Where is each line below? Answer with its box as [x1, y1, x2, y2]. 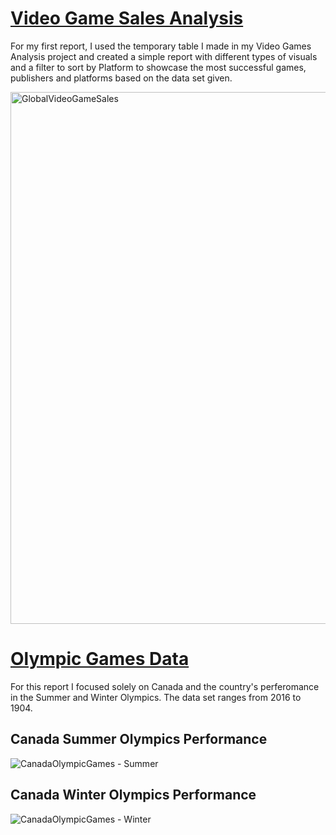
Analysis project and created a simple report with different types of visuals [10, 50, 318, 62]
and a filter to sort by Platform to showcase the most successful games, [10, 61, 307, 73]
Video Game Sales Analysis [10, 7, 244, 30]
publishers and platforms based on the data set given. [10, 72, 233, 84]
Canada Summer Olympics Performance [10, 731, 268, 748]
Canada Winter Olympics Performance [10, 787, 257, 804]
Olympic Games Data [10, 648, 190, 671]
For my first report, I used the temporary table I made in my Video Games [10, 40, 312, 52]
